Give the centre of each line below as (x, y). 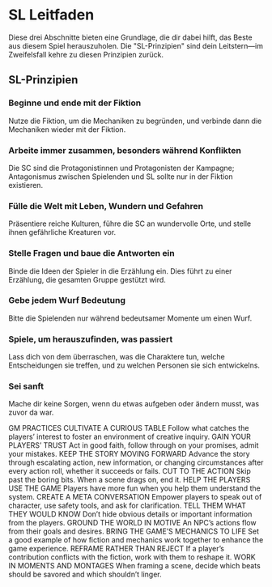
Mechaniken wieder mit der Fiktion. (67, 129)
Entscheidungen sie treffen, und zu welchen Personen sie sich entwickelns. (134, 365)
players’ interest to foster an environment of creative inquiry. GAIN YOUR (130, 437)
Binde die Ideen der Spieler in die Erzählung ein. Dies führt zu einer (120, 271)
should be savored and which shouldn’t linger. (85, 574)
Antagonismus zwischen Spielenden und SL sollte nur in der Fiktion (121, 177)
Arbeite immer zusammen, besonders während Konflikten (125, 150)
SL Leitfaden (51, 15)
